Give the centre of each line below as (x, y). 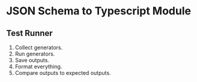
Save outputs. (32, 60)
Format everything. (38, 66)
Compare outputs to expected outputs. (63, 73)
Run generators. (35, 54)
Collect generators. (39, 47)
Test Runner (29, 33)
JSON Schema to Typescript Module (98, 11)
